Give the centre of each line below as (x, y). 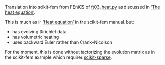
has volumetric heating (36, 37)
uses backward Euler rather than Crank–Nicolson (62, 42)
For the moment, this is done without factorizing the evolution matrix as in (80, 52)
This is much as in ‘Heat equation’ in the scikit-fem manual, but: (70, 22)
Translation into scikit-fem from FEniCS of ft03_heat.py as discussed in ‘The (82, 7)
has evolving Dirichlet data (39, 32)
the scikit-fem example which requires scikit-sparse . (59, 57)
